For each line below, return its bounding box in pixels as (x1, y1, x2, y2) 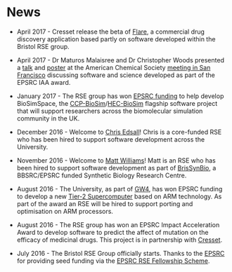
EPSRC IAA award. (16, 78, 71, 86)
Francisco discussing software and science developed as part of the (16, 71, 215, 79)
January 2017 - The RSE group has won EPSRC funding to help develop (16, 92, 224, 100)
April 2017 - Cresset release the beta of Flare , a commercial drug (16, 27, 205, 36)
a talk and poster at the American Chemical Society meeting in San (16, 63, 211, 72)
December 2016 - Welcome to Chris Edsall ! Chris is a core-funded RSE (16, 128, 222, 136)
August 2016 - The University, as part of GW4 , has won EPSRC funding (16, 184, 223, 193)
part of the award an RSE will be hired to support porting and (16, 199, 193, 208)
